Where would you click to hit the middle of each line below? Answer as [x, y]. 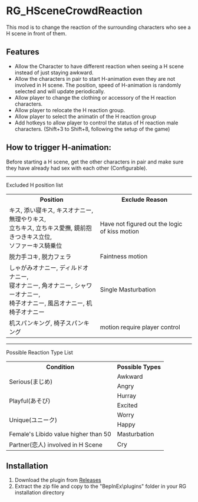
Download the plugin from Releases [58, 480]
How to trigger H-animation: [59, 148]
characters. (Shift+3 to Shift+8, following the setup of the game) [92, 129]
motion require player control [140, 327]
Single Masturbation [128, 289]
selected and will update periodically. [60, 91]
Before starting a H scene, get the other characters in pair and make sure [95, 162]
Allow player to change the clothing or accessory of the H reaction [95, 97]
